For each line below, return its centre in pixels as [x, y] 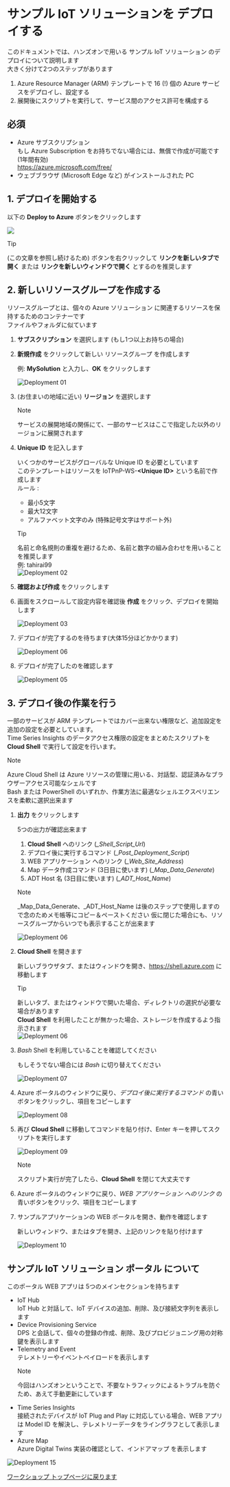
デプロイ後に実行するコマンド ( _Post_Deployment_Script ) [108, 853]
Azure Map [33, 1441]
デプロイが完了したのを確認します [65, 666]
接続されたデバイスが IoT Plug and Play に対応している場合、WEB [110, 1416]
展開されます [65, 433]
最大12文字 [43, 511]
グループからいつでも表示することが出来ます [92, 924]
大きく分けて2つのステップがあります [60, 69]
